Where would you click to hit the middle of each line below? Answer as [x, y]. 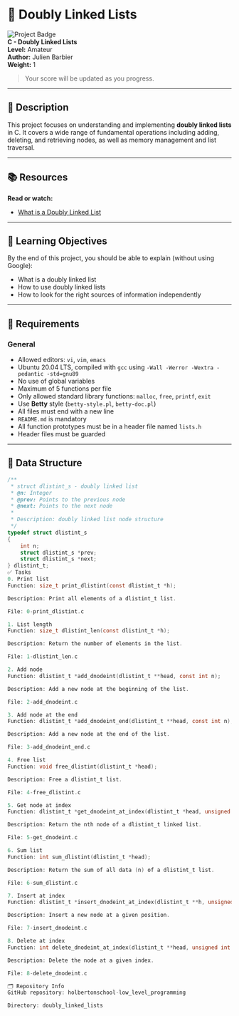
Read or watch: [30, 198]
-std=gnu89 [63, 374]
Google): [20, 266]
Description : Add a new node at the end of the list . [89, 734]
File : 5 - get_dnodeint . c [43, 838]
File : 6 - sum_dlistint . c [43, 883]
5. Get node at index [39, 805]
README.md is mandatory [52, 419]
